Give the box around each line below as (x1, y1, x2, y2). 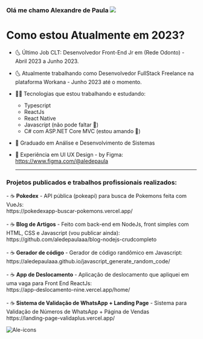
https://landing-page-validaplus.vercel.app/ (6, 315, 115, 322)
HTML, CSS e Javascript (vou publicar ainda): (6, 229, 120, 237)
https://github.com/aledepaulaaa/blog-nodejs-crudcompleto (6, 236, 157, 243)
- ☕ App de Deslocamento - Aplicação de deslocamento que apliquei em (6, 271, 189, 278)
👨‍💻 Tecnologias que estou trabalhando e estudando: (14, 90, 146, 97)
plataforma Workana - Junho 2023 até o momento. (14, 78, 142, 85)
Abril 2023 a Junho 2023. (14, 58, 79, 65)
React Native (24, 114, 56, 122)
